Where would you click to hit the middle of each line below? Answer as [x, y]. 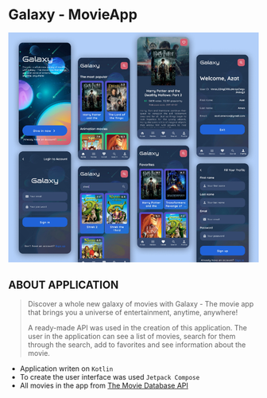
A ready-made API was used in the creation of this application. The [137, 328]
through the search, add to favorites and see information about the [137, 345]
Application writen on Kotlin [66, 369]
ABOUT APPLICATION [64, 285]
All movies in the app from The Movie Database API [104, 386]
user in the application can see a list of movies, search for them [132, 337]
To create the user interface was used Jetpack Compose [110, 377]
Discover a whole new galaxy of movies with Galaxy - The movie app [141, 304]
